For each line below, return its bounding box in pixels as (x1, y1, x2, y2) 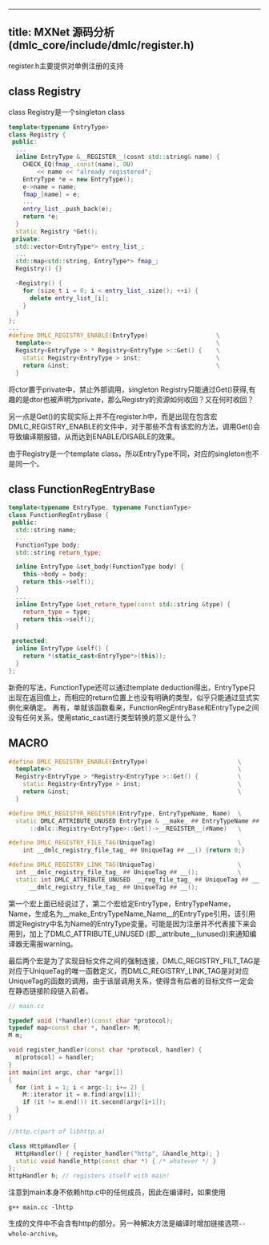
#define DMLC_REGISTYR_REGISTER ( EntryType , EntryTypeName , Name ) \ (8, 809, 242, 817)
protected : (11, 637, 48, 645)
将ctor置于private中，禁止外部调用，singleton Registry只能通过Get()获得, (8, 384, 249, 394)
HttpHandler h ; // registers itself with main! (8, 1172, 171, 1180)
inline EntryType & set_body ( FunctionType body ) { (15, 563, 184, 571)
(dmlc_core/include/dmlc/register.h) (8, 39, 195, 52)
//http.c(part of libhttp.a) (8, 1127, 106, 1136)
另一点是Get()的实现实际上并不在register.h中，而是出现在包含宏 (8, 411, 218, 421)
